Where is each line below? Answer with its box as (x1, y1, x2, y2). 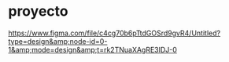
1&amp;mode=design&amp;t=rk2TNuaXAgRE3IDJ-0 (8, 45, 177, 54)
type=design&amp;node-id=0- (8, 36, 108, 46)
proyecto (8, 2, 68, 20)
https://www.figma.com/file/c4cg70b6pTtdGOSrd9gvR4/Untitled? (8, 28, 221, 38)
